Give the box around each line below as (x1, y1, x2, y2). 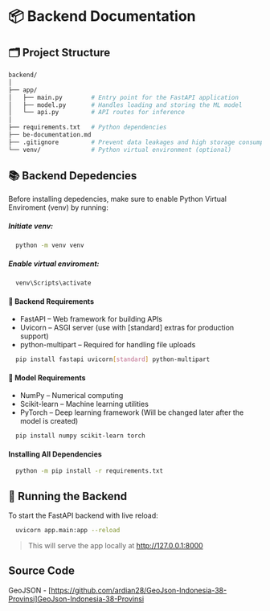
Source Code (8, 564, 75, 578)
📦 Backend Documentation (8, 7, 196, 26)
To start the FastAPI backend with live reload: (8, 511, 158, 520)
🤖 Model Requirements (8, 372, 86, 383)
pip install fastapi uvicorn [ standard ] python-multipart (15, 355, 211, 363)
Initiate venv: (8, 221, 54, 231)
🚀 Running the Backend (8, 489, 128, 503)
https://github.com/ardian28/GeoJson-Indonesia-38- (51, 585, 227, 595)
